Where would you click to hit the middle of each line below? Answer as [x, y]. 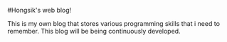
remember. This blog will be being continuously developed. [94, 31]
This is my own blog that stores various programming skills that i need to [114, 23]
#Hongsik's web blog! [39, 10]
